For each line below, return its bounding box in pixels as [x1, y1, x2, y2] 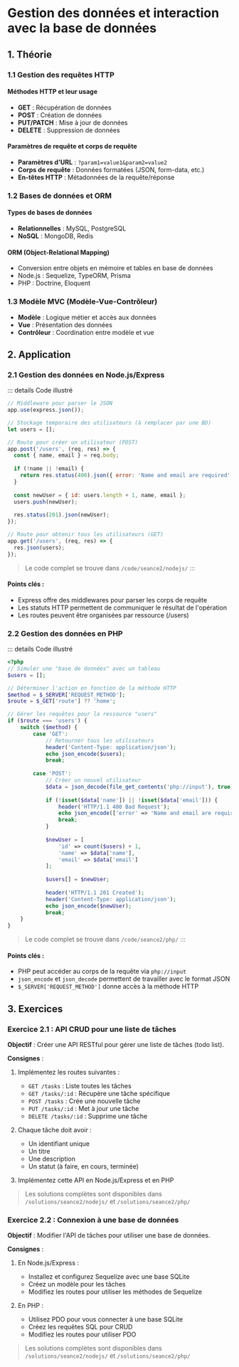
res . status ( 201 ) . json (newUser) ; [14, 511, 110, 518]
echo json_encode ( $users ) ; [45, 750, 126, 757]
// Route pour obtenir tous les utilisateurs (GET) [7, 531, 164, 538]
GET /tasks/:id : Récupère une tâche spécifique [28, 1090, 171, 1098]
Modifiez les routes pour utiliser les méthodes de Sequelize [28, 1287, 203, 1296]
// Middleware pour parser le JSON [7, 400, 113, 407]
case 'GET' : [33, 730, 69, 738]
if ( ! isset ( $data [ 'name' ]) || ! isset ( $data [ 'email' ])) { [45, 797, 218, 804]
